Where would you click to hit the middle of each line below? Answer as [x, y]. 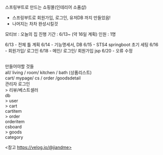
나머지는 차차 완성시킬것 [35, 24]
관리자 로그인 [18, 84]
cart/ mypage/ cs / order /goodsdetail [43, 78]
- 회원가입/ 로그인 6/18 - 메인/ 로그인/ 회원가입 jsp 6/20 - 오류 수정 [69, 51]
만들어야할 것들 [20, 66]
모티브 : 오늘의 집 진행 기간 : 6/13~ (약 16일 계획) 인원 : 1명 [61, 34]
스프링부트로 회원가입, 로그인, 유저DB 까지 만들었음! [61, 18]
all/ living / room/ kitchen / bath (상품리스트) [48, 72]
